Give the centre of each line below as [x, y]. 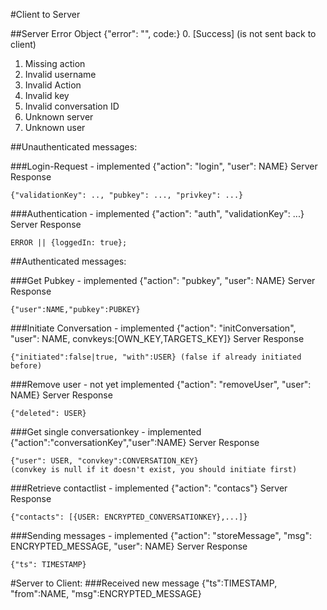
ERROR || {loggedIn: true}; [69, 243]
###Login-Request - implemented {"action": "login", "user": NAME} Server [164, 166]
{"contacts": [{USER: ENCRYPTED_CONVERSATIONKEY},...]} [129, 517]
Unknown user [55, 127]
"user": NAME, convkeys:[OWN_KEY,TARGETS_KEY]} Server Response [157, 338]
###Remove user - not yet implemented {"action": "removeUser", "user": [161, 384]
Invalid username [60, 74]
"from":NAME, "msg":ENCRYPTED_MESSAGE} [106, 593]
